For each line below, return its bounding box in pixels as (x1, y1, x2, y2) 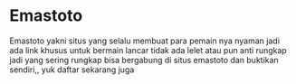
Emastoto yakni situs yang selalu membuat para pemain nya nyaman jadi (9, 35, 281, 46)
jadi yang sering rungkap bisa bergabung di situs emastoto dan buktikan (9, 54, 279, 65)
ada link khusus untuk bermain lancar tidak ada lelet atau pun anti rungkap (9, 44, 287, 55)
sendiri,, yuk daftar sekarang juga (9, 64, 135, 75)
